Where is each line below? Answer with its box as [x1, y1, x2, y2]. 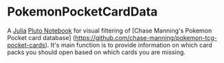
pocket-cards [7, 41, 46, 49]
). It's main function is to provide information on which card [45, 41, 213, 49]
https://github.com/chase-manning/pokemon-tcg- [74, 33, 218, 41]
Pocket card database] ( [7, 33, 76, 41]
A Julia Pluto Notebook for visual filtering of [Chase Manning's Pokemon [7, 26, 212, 35]
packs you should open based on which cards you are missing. [7, 48, 186, 56]
